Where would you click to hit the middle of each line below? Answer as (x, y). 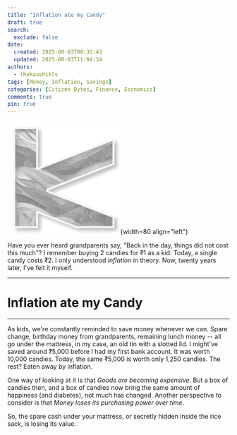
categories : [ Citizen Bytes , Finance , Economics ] (82, 89)
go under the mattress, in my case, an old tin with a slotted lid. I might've (113, 344)
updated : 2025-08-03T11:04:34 (58, 60)
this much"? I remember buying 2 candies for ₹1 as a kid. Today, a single (112, 253)
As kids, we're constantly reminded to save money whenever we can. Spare (117, 329)
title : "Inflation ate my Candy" (56, 15)
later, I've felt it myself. (40, 268)
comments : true (30, 97)
